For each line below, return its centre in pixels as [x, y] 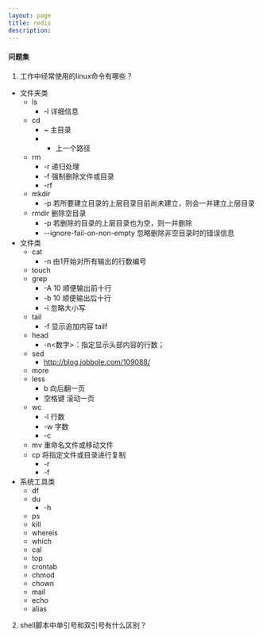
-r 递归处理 [62, 166]
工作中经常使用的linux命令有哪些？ [76, 75]
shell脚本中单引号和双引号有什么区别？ [83, 625]
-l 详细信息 [61, 111]
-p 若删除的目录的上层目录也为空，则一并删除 [118, 222]
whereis [44, 532]
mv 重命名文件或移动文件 [72, 445]
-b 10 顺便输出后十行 [77, 298]
